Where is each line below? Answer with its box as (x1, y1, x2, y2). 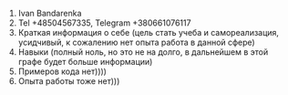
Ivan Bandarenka (17, 8, 82, 18)
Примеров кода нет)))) (17, 66, 108, 77)
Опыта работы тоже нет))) (17, 76, 120, 86)
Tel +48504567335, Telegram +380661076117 (17, 17, 191, 28)
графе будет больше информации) (17, 57, 153, 67)
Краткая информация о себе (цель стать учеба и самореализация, (17, 27, 280, 37)
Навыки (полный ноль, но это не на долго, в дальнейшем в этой (17, 47, 269, 58)
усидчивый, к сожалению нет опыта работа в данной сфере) (17, 37, 255, 47)
